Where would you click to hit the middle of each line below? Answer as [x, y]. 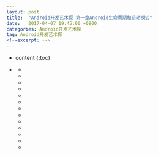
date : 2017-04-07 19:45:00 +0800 [52, 23]
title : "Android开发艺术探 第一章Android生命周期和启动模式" [80, 18]
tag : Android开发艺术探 [34, 35]
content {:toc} [33, 58]
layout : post [23, 12]
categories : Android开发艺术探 [44, 29]
